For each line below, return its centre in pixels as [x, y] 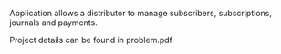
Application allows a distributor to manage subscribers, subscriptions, [140, 13]
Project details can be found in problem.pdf [91, 40]
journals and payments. [53, 22]
